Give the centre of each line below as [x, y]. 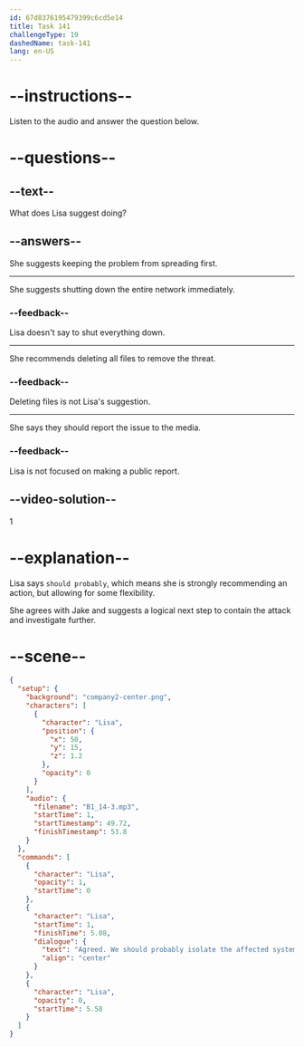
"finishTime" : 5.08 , [72, 933]
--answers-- [45, 241]
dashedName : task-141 [50, 43]
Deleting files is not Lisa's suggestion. [80, 402]
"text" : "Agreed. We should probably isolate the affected [156, 950]
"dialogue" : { [60, 941]
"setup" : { [38, 689]
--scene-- [48, 656]
